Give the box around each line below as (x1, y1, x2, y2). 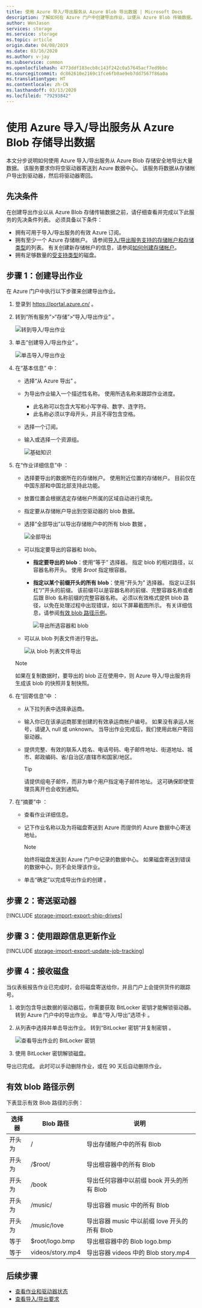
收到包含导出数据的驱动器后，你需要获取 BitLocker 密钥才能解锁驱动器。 (14, 1004, 194, 1011)
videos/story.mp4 (31, 1248, 81, 1256)
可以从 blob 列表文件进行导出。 (23, 635, 102, 642)
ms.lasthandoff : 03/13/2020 (6, 87, 77, 93)
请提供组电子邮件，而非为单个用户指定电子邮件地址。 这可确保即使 (23, 778, 189, 785)
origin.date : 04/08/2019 (6, 43, 69, 49)
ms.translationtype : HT (6, 76, 66, 82)
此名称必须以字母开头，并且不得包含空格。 (32, 410, 139, 418)
